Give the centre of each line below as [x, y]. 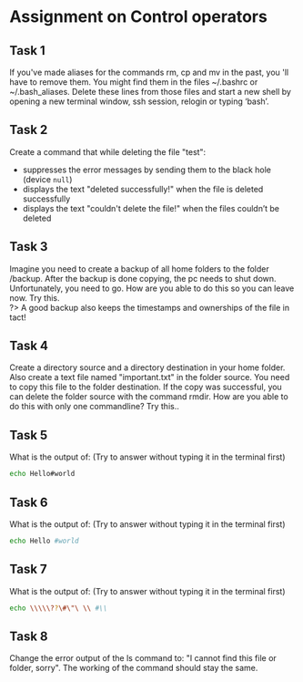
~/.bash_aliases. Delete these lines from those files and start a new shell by [150, 92]
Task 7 [28, 569]
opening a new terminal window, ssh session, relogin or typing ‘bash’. [139, 101]
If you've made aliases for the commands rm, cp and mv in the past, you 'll [149, 72]
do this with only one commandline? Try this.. [94, 407]
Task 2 [29, 130]
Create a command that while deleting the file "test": [108, 151]
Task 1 [27, 51]
